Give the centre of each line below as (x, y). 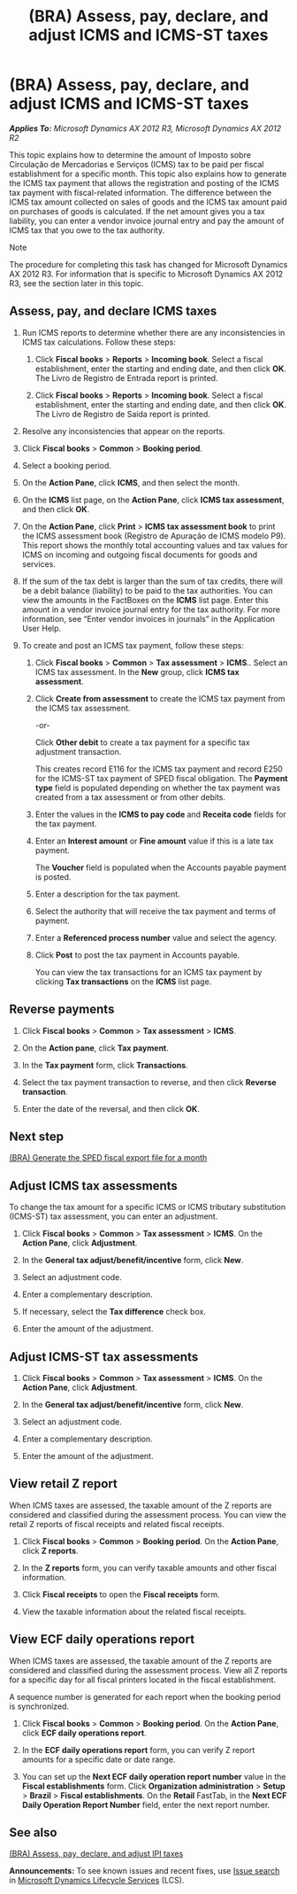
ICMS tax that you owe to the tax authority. (87, 230)
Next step (37, 1136)
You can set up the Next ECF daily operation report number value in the (154, 1776)
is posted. (53, 877)
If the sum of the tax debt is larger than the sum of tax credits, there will (152, 581)
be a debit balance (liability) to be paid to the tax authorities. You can (147, 590)
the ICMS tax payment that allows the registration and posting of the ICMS (145, 182)
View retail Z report (63, 1484)
